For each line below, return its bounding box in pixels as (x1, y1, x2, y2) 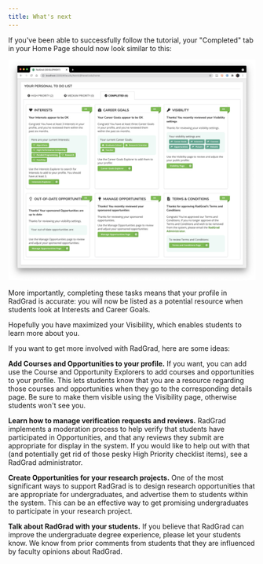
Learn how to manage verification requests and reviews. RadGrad (8, 415, 226, 425)
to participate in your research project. (8, 506, 133, 515)
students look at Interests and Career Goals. (8, 304, 151, 314)
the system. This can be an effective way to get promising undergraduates (8, 498, 249, 507)
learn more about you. (8, 328, 80, 337)
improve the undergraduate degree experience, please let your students (8, 529, 241, 539)
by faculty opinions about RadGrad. (8, 547, 123, 556)
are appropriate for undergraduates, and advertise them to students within (8, 489, 249, 499)
